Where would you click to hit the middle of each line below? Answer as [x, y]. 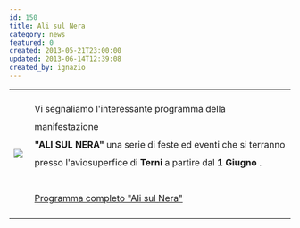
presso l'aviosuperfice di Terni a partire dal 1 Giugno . [148, 162]
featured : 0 [31, 42]
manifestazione [67, 126]
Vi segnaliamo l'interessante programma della [130, 108]
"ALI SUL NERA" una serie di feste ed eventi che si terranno [160, 144]
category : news [37, 34]
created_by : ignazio [48, 68]
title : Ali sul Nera [48, 26]
